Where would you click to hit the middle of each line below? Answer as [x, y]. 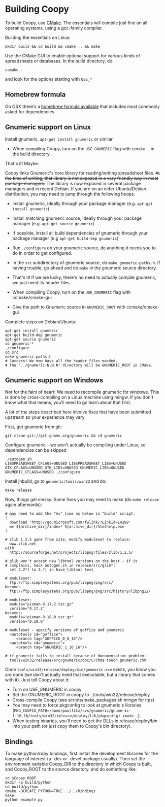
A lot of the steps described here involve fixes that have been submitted [78, 412]
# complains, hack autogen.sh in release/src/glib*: [60, 566]
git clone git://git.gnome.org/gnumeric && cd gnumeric [64, 436]
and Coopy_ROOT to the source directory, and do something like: [71, 769]
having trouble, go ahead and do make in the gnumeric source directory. [84, 268]
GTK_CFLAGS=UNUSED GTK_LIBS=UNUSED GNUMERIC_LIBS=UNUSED [65, 468]
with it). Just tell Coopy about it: [37, 680]
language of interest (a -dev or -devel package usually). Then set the [75, 759]
